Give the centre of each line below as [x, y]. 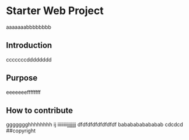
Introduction [29, 45]
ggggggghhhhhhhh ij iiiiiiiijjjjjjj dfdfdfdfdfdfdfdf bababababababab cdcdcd [95, 125]
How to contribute [40, 110]
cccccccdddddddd [29, 59]
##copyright [21, 131]
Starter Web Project [55, 11]
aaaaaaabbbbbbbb [29, 27]
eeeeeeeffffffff [23, 92]
